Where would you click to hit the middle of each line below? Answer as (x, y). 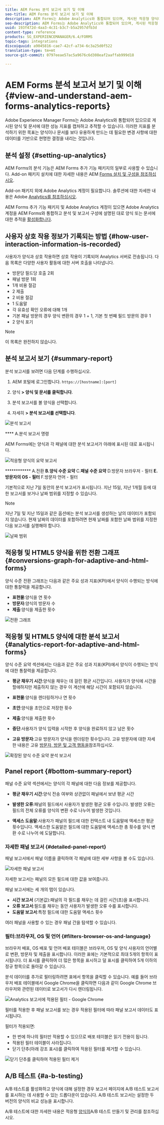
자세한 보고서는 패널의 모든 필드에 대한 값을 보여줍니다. (57, 879)
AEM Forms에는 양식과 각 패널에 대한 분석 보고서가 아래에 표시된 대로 (71, 444)
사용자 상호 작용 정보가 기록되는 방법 (56, 236)
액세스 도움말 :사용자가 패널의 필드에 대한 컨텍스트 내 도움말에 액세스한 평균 (83, 821)
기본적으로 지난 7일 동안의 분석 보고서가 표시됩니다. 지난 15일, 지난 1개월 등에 (78, 487)
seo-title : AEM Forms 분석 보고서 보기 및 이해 (49, 14)
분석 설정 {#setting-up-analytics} (56, 155)
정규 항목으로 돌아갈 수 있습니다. (36, 966)
